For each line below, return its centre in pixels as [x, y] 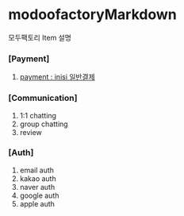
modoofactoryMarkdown [92, 15]
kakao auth [38, 178]
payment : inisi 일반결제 [57, 77]
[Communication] [43, 98]
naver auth [37, 187]
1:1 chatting [38, 115]
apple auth [37, 203]
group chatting [44, 124]
